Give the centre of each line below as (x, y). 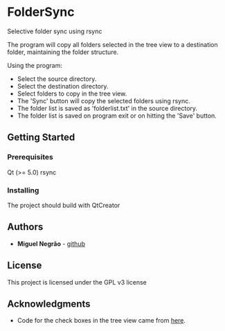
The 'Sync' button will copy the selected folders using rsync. (103, 100)
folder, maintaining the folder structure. (63, 52)
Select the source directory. (57, 79)
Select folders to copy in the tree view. (72, 93)
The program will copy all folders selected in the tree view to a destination (112, 44)
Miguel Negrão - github (51, 244)
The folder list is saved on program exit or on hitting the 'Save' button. (117, 116)
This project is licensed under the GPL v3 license (77, 282)
